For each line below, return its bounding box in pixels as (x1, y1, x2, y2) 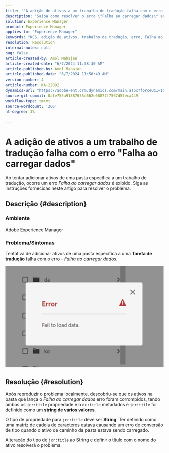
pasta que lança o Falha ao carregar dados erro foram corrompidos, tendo (5, 396, 160, 402)
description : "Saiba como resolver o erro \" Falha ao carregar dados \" (5, 13, 158, 19)
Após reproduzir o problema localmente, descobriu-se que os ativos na (5, 391, 153, 397)
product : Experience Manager (5, 24, 66, 29)
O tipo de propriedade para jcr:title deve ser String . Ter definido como (5, 416, 157, 422)
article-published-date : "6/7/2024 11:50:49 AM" (5, 72, 109, 77)
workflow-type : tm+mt (5, 98, 51, 103)
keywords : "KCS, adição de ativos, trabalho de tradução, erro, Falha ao (5, 35, 163, 40)
